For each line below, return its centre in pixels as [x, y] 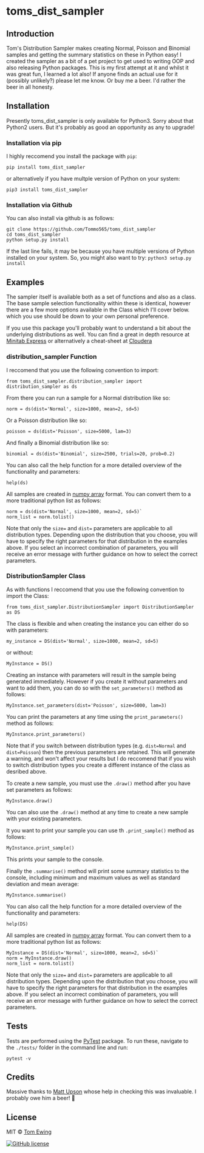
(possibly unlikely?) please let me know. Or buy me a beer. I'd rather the [96, 81]
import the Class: [28, 596]
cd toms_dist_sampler [34, 235]
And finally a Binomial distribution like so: [58, 443]
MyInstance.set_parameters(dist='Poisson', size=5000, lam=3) [87, 705]
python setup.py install [38, 240]
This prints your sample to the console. [55, 859]
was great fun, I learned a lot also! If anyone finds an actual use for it [92, 74]
